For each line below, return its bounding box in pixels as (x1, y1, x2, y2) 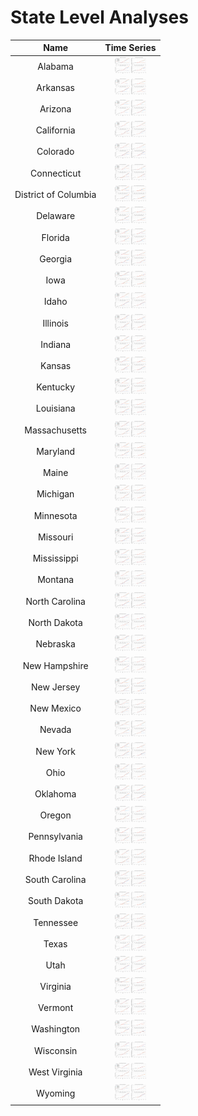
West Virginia (28, 1066, 83, 1078)
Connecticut (30, 167, 82, 179)
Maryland (36, 445, 76, 457)
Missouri (38, 531, 74, 543)
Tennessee (33, 916, 79, 928)
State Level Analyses (10, 6, 189, 29)
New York (35, 745, 76, 757)
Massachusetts (24, 424, 87, 436)
